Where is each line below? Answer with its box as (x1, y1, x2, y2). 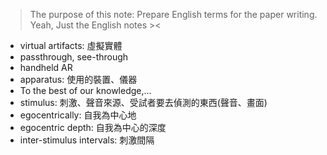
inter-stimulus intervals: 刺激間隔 (19, 134, 155, 146)
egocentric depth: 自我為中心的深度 (19, 122, 167, 133)
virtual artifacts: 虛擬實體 (19, 40, 123, 51)
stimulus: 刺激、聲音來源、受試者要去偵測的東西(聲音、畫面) (19, 97, 268, 108)
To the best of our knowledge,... (19, 85, 152, 96)
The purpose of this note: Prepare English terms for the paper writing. (29, 9, 318, 20)
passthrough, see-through (19, 51, 129, 63)
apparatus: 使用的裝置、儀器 (19, 74, 138, 85)
